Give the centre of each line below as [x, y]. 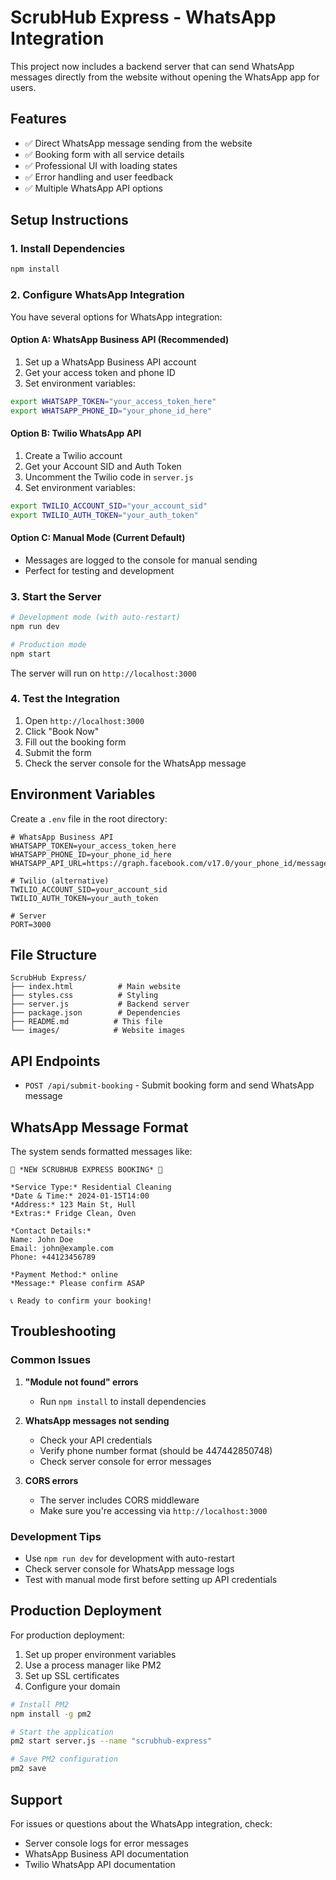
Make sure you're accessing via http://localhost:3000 [153, 1510]
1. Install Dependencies [68, 249]
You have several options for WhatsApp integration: [116, 317]
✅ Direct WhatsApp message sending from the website [138, 143]
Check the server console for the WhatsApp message [135, 763]
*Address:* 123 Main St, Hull [73, 1205]
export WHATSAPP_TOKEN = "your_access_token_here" [113, 401]
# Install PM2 [40, 1704]
